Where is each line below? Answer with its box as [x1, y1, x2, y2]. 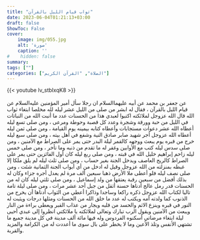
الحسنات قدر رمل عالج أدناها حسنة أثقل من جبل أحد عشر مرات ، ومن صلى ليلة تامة [7, 182, 195, 190]
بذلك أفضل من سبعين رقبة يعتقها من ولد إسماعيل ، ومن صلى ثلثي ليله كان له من [7, 176, 187, 183]
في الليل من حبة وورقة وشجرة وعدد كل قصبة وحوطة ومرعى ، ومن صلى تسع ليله [7, 118, 189, 126]
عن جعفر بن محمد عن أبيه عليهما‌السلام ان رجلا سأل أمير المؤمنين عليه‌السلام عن [7, 100, 187, 107]
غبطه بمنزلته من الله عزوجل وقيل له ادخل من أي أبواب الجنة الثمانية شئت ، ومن [7, 163, 185, 170]
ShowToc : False [7, 25, 45, 32]
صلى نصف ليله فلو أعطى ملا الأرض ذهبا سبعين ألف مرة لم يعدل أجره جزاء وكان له [7, 169, 191, 177]
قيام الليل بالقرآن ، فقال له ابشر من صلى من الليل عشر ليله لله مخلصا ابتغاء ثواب [7, 106, 188, 113]
